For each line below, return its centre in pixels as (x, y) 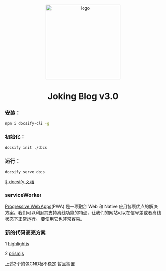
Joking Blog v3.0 (83, 97)
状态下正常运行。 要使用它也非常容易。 (45, 219)
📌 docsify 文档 (20, 182)
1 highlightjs (17, 244)
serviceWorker (23, 195)
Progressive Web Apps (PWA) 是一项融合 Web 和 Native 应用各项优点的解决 (82, 206)
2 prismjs (15, 253)
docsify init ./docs (26, 148)
